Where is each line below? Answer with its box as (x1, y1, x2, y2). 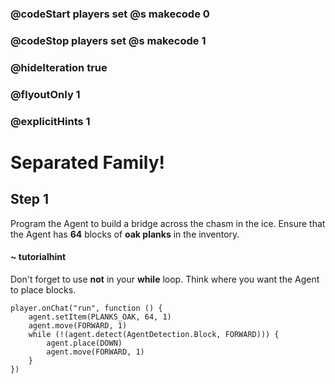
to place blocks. (10, 283, 77, 296)
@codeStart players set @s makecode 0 (10, 7, 210, 21)
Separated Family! (10, 151, 165, 174)
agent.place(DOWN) (46, 338, 123, 348)
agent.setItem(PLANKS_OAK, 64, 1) (28, 312, 172, 322)
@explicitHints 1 (10, 114, 91, 128)
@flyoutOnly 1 (10, 87, 81, 101)
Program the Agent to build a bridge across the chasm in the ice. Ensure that (10, 217, 326, 229)
